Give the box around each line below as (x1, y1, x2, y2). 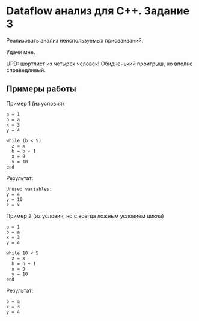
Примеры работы (6, 84, 76, 94)
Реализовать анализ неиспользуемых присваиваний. (6, 37, 144, 44)
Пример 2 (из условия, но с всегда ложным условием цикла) (6, 212, 164, 220)
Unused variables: (6, 186, 52, 192)
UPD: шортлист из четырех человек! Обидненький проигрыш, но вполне (6, 60, 193, 67)
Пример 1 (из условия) (6, 100, 64, 107)
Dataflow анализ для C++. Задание (6, 4, 190, 18)
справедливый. (6, 66, 46, 73)
